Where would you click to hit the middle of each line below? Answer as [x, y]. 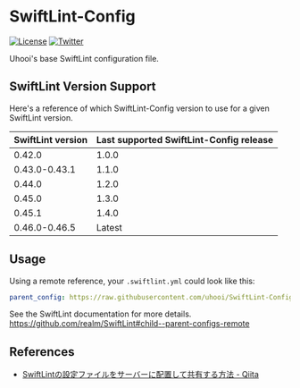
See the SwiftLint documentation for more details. [100, 314]
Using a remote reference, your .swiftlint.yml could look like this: [132, 281]
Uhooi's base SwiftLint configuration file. [84, 58]
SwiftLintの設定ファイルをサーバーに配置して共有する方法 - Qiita [140, 375]
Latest [109, 227]
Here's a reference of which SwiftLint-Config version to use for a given [139, 108]
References [42, 352]
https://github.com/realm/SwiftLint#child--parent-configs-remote [129, 324]
